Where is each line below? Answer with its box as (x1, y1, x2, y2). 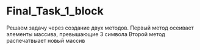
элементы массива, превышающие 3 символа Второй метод (6, 30, 166, 37)
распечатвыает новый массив (6, 37, 85, 44)
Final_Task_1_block (6, 4, 104, 18)
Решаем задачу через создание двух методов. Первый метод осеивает (6, 24, 194, 31)
